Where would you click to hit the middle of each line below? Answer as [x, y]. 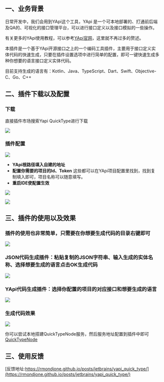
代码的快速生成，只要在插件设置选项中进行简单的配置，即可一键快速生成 [82, 54]
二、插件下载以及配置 [37, 94]
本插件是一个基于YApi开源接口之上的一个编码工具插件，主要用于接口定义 [78, 48]
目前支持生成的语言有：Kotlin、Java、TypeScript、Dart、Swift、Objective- [81, 71]
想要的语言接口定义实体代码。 [44, 61]
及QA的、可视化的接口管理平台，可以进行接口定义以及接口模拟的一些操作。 [81, 27]
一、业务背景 [24, 9]
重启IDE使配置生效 [31, 183]
